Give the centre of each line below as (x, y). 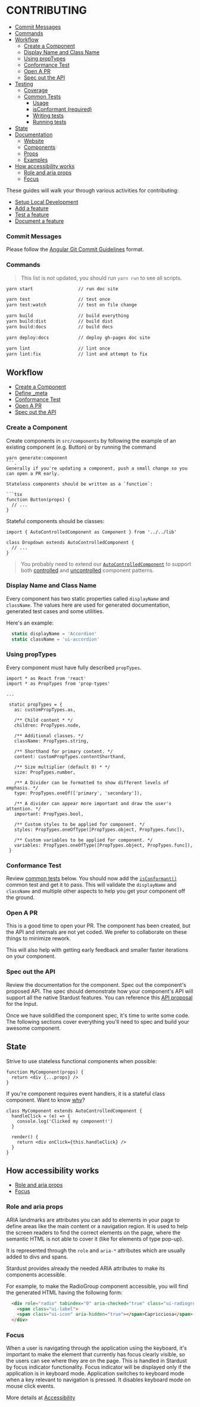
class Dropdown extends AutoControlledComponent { (70, 542)
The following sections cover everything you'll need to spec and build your (98, 1021)
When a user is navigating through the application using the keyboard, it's (97, 1348)
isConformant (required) (62, 109)
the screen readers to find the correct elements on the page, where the (93, 1232)
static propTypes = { (35, 704)
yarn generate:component (37, 458)
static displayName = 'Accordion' (54, 633)
